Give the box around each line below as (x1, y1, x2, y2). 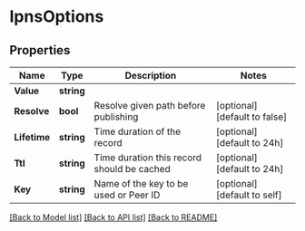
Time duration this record (93, 151, 202, 164)
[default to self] (216, 188, 283, 201)
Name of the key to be (93, 178, 189, 189)
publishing (93, 111, 139, 123)
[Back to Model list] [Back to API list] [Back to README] (9, 212, 218, 223)
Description (124, 70, 177, 82)
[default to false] (216, 111, 288, 123)
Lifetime (14, 131, 51, 143)
